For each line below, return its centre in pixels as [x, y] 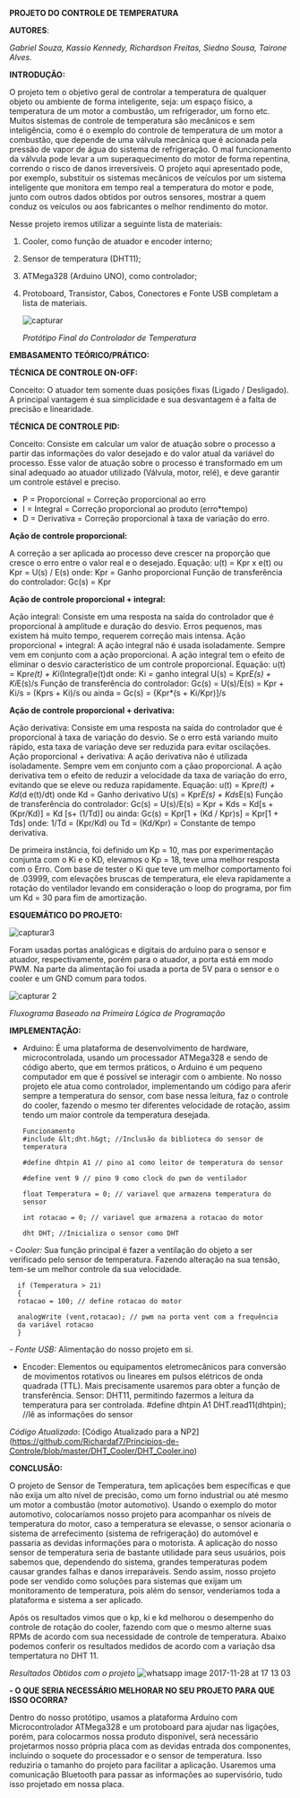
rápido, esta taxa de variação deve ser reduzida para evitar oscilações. [140, 747]
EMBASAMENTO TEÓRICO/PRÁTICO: [80, 355]
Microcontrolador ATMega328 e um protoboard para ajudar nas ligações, [144, 1727]
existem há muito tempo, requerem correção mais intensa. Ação [128, 636]
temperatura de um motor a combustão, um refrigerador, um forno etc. [140, 111]
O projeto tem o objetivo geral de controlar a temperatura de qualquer [138, 92]
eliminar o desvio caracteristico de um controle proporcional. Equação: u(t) [148, 664]
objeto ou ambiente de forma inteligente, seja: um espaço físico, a [131, 101]
